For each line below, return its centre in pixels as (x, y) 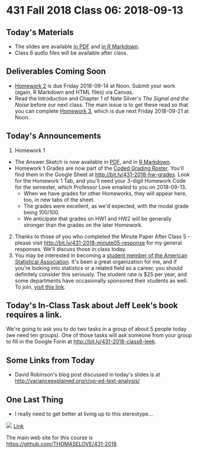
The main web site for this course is (50, 438)
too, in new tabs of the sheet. (59, 199)
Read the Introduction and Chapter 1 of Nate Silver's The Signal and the (102, 98)
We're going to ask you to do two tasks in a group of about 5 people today (97, 329)
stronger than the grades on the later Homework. (83, 225)
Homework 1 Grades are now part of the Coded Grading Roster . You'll (99, 168)
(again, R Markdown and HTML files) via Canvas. (74, 92)
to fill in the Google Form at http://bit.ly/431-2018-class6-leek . (81, 341)
